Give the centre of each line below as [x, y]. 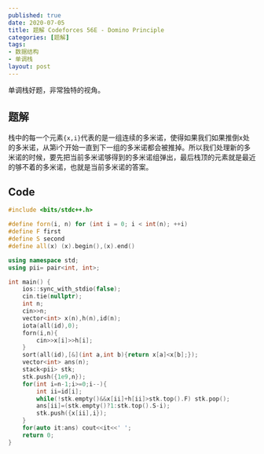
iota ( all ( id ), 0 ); [51, 326]
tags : [17, 45]
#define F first [35, 232]
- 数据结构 [24, 52]
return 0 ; [38, 435]
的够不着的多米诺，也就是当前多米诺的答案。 [81, 167]
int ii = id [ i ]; [59, 391]
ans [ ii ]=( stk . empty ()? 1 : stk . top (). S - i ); [103, 406]
